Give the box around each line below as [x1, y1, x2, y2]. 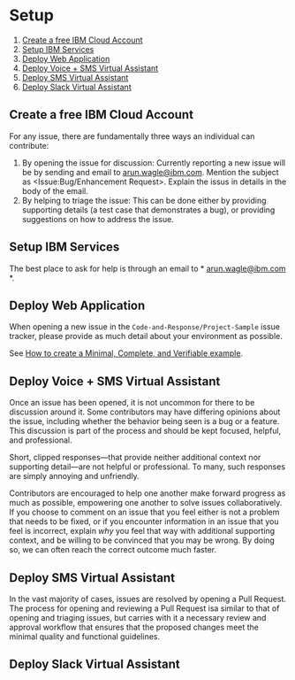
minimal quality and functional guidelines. [9, 631, 161, 642]
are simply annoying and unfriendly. [9, 471, 140, 482]
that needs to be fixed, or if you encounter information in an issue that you [9, 516, 280, 527]
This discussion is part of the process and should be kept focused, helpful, [9, 426, 282, 437]
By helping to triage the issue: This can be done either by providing [21, 195, 267, 205]
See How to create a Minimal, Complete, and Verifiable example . [9, 348, 244, 359]
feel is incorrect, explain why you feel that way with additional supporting [9, 526, 276, 537]
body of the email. [21, 185, 88, 196]
